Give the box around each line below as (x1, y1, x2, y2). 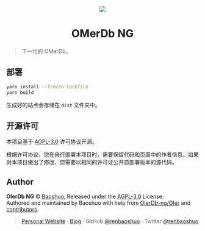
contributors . (6, 206, 39, 213)
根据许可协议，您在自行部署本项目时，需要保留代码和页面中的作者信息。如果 (6, 151, 199, 158)
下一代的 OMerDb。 (21, 48, 71, 55)
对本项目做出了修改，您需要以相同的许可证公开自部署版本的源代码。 (6, 158, 178, 166)
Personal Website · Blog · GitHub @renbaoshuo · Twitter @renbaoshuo (21, 218, 199, 225)
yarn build (6, 89, 34, 96)
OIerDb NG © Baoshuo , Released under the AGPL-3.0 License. (6, 193, 164, 201)
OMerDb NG (71, 27, 134, 41)
